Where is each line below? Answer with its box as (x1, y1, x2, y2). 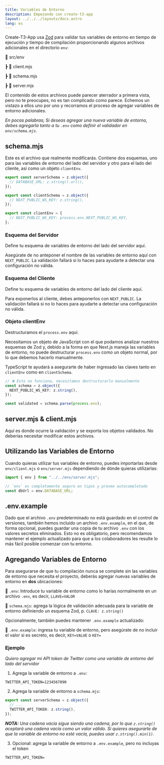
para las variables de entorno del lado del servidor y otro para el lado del (5, 160, 152, 166)
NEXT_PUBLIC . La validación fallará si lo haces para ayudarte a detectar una (5, 257, 155, 263)
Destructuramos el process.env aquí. (5, 329, 79, 335)
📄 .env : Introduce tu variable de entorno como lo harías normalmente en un (5, 588, 157, 594)
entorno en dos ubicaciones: (5, 579, 63, 585)
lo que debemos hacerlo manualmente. (5, 354, 84, 360)
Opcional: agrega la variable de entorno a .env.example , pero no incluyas (12, 740, 159, 746)
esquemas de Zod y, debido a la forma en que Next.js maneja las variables (5, 344, 156, 350)
